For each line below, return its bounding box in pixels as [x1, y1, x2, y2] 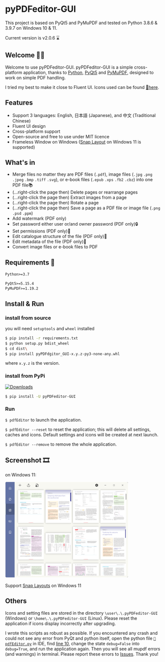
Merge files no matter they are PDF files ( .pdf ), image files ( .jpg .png [12, 171, 153, 177]
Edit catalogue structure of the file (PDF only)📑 [12, 234, 107, 239]
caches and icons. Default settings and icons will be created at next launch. [5, 431, 159, 437]
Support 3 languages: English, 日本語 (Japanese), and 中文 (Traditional [12, 112, 156, 118]
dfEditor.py [5, 641, 32, 646]
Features [5, 99, 33, 107]
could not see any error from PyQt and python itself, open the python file [5, 635, 153, 641]
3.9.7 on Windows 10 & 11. [5, 25, 58, 31]
